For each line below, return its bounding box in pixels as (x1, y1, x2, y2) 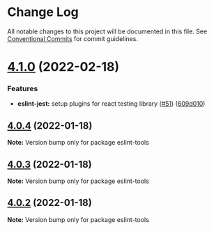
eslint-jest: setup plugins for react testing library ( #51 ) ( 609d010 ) (17, 99, 206, 108)
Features (7, 84, 38, 94)
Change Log (7, 4, 79, 20)
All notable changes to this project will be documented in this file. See (7, 27, 208, 35)
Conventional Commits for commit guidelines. (7, 34, 138, 42)
